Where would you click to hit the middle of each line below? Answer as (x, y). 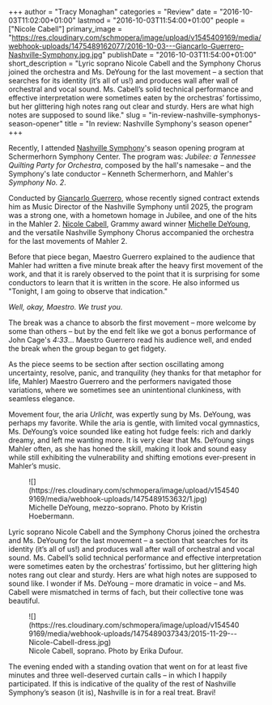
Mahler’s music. (35, 466)
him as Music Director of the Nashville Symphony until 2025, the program (131, 207)
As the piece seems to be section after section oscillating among (116, 364)
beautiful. (24, 600)
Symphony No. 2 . (37, 182)
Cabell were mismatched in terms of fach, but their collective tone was (126, 592)
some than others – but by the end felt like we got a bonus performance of (132, 331)
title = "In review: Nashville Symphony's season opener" (158, 124)
